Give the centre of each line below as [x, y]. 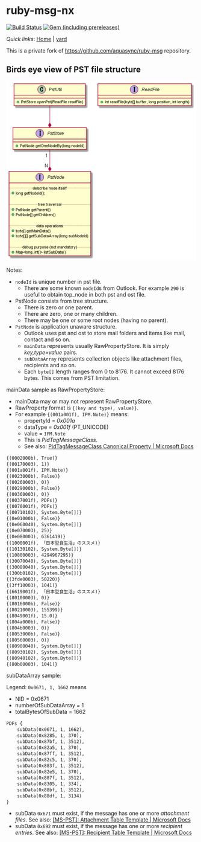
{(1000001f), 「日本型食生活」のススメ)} [54, 543]
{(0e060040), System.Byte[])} [44, 525]
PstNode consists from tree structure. [62, 301]
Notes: [14, 270]
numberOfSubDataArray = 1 [49, 705]
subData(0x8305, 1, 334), [50, 784]
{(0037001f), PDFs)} [32, 501]
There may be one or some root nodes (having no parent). [96, 320]
